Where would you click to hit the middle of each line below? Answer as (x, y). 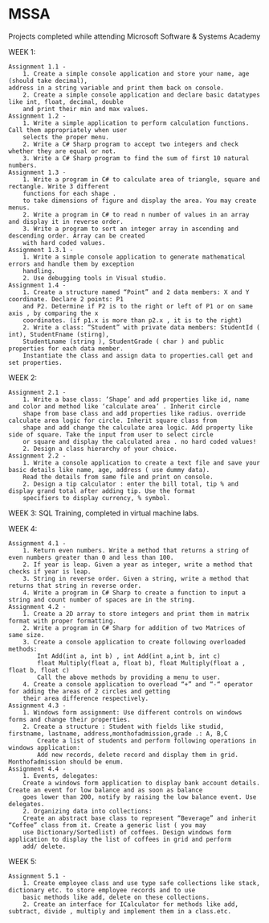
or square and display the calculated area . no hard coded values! (140, 441)
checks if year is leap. (50, 571)
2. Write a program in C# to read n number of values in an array (136, 214)
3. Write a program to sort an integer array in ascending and (131, 229)
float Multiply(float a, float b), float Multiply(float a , (142, 663)
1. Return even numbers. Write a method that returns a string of (136, 550)
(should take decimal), (48, 81)
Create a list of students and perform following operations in (147, 741)
